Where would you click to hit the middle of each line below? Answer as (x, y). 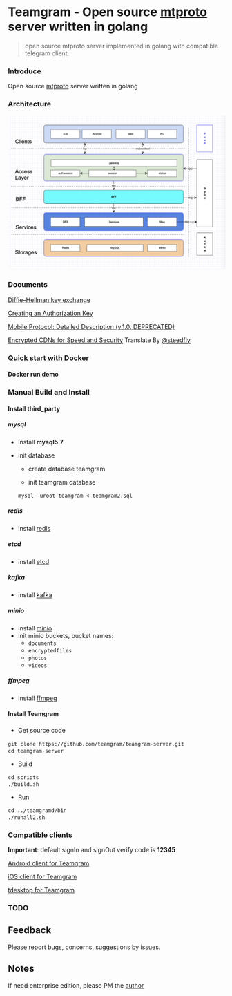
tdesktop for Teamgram (41, 890)
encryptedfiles (50, 650)
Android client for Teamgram (49, 863)
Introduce (25, 71)
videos (38, 665)
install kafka (35, 594)
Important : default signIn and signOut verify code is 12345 (91, 850)
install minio (35, 628)
